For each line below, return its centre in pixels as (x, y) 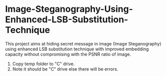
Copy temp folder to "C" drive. (43, 64)
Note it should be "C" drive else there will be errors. (65, 69)
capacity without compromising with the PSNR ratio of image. (68, 54)
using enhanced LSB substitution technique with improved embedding (77, 49)
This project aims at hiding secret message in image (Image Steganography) (83, 43)
